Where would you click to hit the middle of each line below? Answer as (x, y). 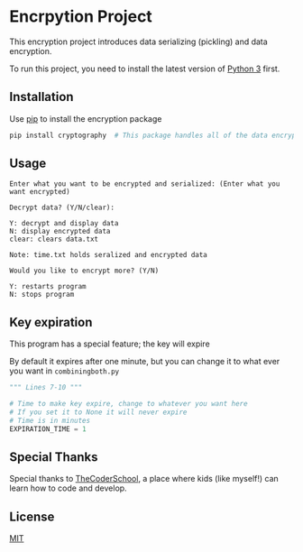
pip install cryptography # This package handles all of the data (139, 135)
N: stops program (42, 295)
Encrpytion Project (81, 17)
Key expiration (51, 322)
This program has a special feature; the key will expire (110, 344)
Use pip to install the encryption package (86, 118)
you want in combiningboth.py (64, 371)
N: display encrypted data (60, 232)
